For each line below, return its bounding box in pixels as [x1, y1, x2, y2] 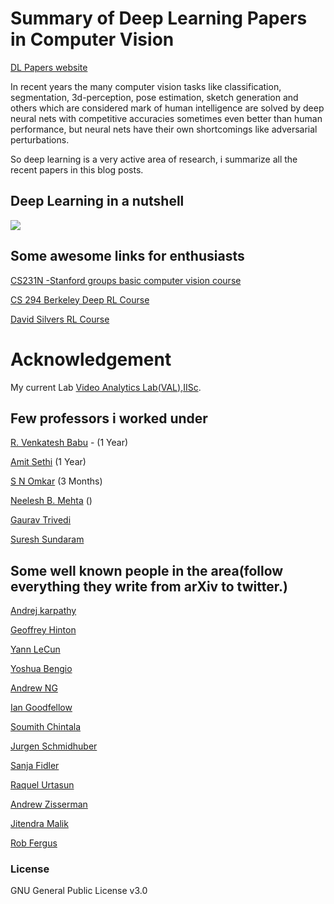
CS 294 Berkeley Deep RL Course [10, 293, 150, 306]
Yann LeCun [10, 643, 61, 656]
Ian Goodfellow [10, 702, 73, 714]
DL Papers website [10, 61, 88, 73]
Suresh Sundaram [10, 533, 85, 546]
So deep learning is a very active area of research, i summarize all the [10, 153, 298, 165]
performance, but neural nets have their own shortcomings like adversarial [10, 123, 318, 135]
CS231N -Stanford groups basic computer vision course [10, 274, 242, 286]
